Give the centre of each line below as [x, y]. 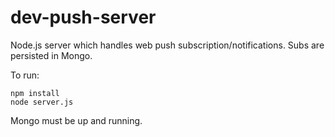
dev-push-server [83, 17]
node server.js [42, 102]
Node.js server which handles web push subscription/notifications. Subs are [167, 45]
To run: [25, 75]
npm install [35, 93]
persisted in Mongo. [51, 55]
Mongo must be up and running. [76, 120]
